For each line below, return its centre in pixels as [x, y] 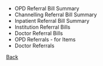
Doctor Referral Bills [39, 33]
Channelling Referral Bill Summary [56, 15]
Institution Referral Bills [42, 27]
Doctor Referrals [34, 46]
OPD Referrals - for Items [45, 39]
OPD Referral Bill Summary [47, 8]
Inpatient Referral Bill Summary [52, 21]
